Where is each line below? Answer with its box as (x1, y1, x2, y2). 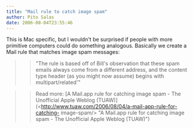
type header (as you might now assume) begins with (35, 72, 164, 80)
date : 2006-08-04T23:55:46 (6, 20, 73, 25)
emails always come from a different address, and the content (35, 66, 188, 73)
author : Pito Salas (6, 14, 55, 20)
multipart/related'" (35, 79, 81, 86)
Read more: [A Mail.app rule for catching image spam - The (35, 90, 181, 98)
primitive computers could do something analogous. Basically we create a (6, 42, 187, 49)
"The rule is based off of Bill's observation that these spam (35, 60, 180, 67)
